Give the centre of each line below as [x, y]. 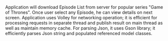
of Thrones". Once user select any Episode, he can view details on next [79, 12]
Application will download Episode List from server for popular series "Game [84, 7]
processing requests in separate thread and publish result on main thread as [84, 23]
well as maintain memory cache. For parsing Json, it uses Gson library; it [80, 28]
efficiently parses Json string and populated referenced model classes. [79, 33]
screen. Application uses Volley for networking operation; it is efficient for [81, 18]
